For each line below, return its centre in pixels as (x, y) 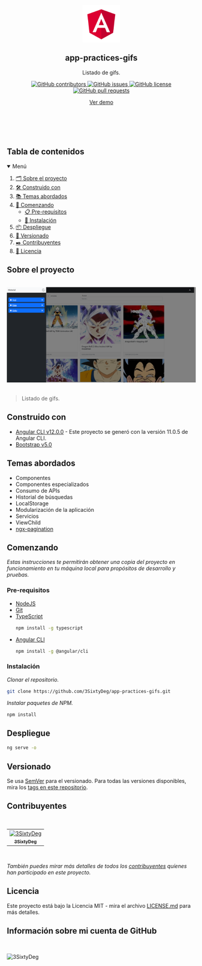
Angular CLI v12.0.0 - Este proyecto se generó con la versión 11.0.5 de (102, 431)
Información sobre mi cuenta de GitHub (82, 931)
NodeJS (25, 603)
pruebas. (18, 575)
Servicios (27, 516)
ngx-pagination (34, 529)
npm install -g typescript (49, 628)
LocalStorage (32, 503)
